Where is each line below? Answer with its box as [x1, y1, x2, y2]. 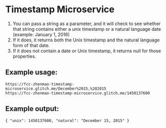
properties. [12, 53, 36, 59]
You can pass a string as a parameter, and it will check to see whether [12, 20, 161, 27]
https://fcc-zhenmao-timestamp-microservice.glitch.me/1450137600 [5, 91, 150, 96]
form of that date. [12, 42, 50, 48]
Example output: [5, 104, 59, 113]
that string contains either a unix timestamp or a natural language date [12, 26, 161, 32]
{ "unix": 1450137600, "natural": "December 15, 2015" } [5, 118, 130, 123]
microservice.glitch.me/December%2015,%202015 [5, 86, 107, 91]
